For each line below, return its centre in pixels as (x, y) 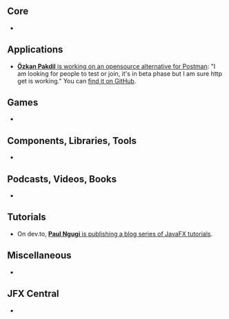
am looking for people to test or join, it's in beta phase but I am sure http (120, 73)
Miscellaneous (39, 255)
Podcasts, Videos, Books (62, 179)
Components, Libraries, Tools (72, 141)
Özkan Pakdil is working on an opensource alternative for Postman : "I (116, 66)
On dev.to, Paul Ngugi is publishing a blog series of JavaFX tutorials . (114, 234)
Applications (35, 50)
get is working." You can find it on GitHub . (77, 81)
